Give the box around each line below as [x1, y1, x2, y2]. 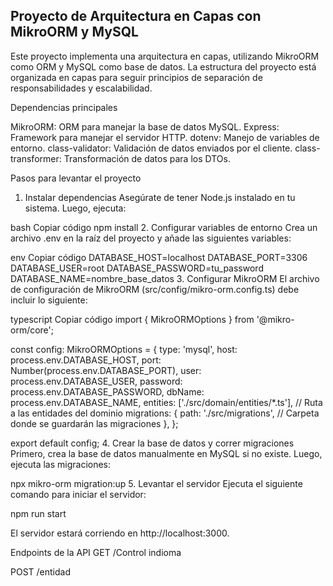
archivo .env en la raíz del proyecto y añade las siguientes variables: [10, 232, 292, 244]
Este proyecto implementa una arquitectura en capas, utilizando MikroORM [10, 50, 320, 62]
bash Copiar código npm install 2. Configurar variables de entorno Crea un [10, 221, 318, 233]
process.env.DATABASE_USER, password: [10, 375, 183, 387]
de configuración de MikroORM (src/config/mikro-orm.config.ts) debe [10, 283, 300, 295]
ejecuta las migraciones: [10, 458, 112, 470]
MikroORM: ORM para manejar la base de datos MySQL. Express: [10, 120, 280, 133]
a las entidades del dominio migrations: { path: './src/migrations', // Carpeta [10, 407, 320, 419]
